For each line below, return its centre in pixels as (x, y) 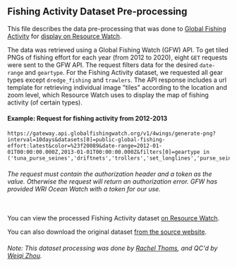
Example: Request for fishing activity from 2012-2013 (87, 119)
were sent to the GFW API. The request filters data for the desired (103, 65)
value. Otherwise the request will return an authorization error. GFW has (112, 181)
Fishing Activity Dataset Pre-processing (97, 12)
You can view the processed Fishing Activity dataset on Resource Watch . (114, 218)
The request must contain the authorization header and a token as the (110, 174)
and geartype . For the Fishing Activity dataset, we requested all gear (124, 72)
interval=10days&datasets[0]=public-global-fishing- (86, 140)
